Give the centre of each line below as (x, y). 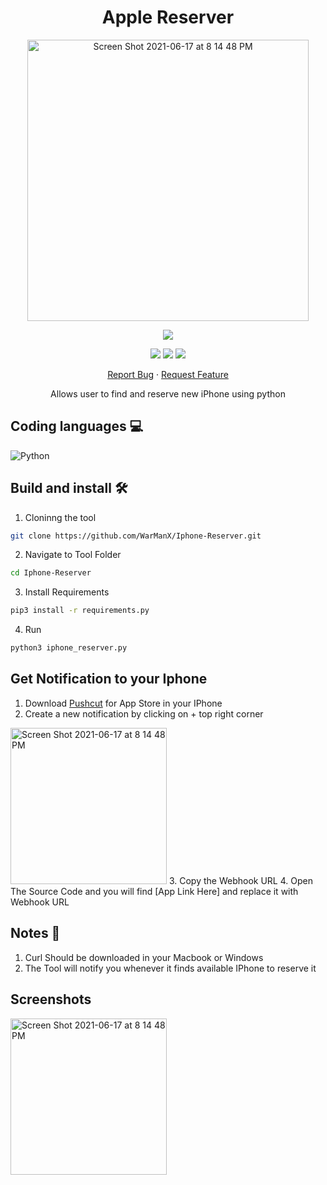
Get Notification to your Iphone (109, 679)
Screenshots (51, 999)
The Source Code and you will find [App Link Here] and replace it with (154, 891)
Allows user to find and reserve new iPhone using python (168, 393)
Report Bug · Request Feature (168, 374)
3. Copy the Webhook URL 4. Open (240, 880)
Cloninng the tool (60, 517)
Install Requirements (67, 592)
